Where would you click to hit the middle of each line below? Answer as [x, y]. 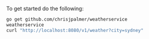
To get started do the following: [45, 9]
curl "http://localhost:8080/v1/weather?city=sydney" [75, 30]
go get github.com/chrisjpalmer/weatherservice [67, 19]
